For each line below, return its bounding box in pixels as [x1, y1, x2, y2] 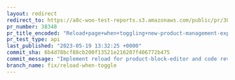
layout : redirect [6, 10, 58, 17]
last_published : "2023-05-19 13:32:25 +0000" [6, 42, 142, 49]
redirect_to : [6, 17, 45, 24]
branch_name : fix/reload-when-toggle [6, 62, 117, 69]
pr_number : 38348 [6, 23, 58, 30]
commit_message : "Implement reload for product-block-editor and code [6, 56, 217, 63]
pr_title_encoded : [6, 29, 60, 37]
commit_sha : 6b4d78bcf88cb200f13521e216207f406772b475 [6, 49, 170, 56]
